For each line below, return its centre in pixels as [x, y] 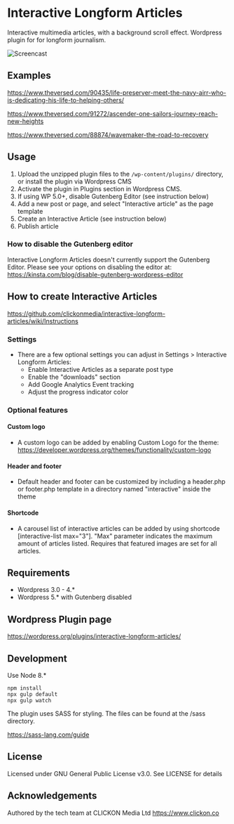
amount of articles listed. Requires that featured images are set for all [117, 543]
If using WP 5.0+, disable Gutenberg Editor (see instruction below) [113, 196]
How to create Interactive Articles [82, 297]
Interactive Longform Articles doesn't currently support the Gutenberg [109, 259]
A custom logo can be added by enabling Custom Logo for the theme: [118, 443]
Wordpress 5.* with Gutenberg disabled [74, 597]
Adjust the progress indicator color [78, 392]
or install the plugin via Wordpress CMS [74, 181]
